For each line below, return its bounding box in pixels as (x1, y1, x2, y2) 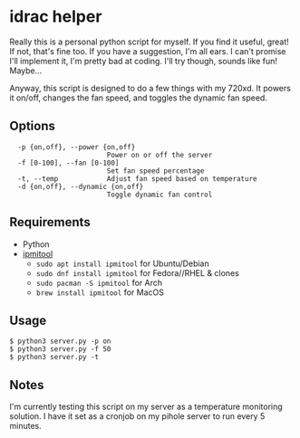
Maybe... (9, 65, 43, 76)
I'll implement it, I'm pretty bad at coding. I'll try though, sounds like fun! (9, 55, 278, 66)
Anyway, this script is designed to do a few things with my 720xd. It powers (9, 82, 292, 93)
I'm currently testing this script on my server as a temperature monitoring (9, 401, 283, 413)
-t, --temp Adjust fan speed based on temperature (17, 174, 257, 183)
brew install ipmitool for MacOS (35, 287, 165, 298)
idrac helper (9, 6, 102, 27)
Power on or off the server (106, 150, 213, 159)
